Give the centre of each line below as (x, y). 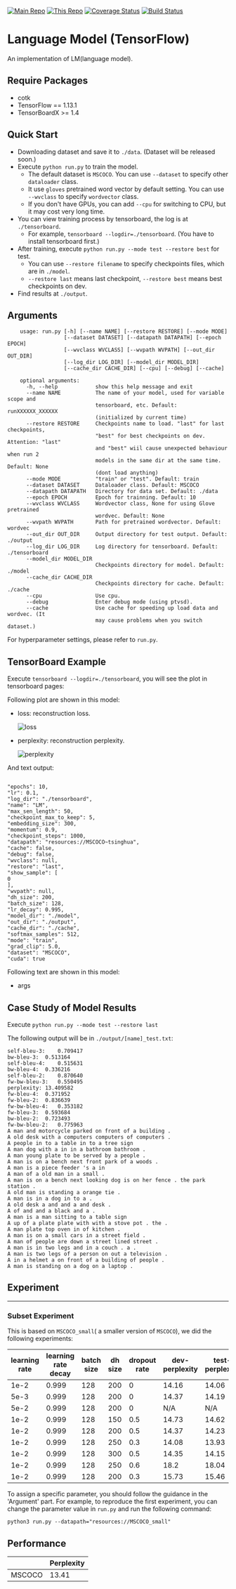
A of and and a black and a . (52, 1211)
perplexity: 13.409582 (40, 1088)
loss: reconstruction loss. (54, 714)
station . (22, 1186)
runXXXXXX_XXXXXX (33, 412)
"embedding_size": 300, (42, 824)
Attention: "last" (34, 443)
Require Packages (48, 81)
